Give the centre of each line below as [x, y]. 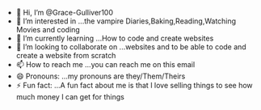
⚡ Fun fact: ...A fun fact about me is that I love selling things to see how [134, 85]
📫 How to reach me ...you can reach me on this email [105, 64]
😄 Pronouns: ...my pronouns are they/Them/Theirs [101, 76]
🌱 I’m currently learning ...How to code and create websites [115, 38]
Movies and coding [48, 30]
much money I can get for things [70, 97]
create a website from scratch [66, 55]
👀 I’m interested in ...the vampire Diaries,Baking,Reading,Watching [126, 21]
